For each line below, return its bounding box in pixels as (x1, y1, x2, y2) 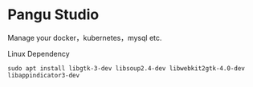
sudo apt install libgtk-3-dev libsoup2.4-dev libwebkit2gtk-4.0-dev (7, 64, 246, 73)
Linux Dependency (7, 49, 70, 58)
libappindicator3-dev (7, 71, 80, 79)
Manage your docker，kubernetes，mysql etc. (7, 33, 162, 42)
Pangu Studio (7, 6, 100, 24)
